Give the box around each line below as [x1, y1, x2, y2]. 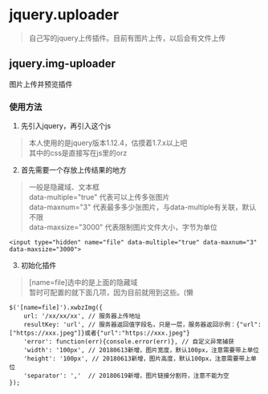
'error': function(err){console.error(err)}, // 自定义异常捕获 [23, 338, 235, 346]
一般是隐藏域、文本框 [28, 182, 99, 192]
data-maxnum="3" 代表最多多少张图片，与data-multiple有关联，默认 [28, 202, 257, 212]
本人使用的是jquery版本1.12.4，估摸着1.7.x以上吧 [28, 138, 188, 148]
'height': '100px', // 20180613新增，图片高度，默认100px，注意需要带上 [23, 355, 251, 363]
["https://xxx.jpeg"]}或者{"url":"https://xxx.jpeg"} [9, 329, 191, 338]
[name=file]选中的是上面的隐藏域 [28, 278, 138, 287]
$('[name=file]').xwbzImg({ [9, 303, 104, 312]
